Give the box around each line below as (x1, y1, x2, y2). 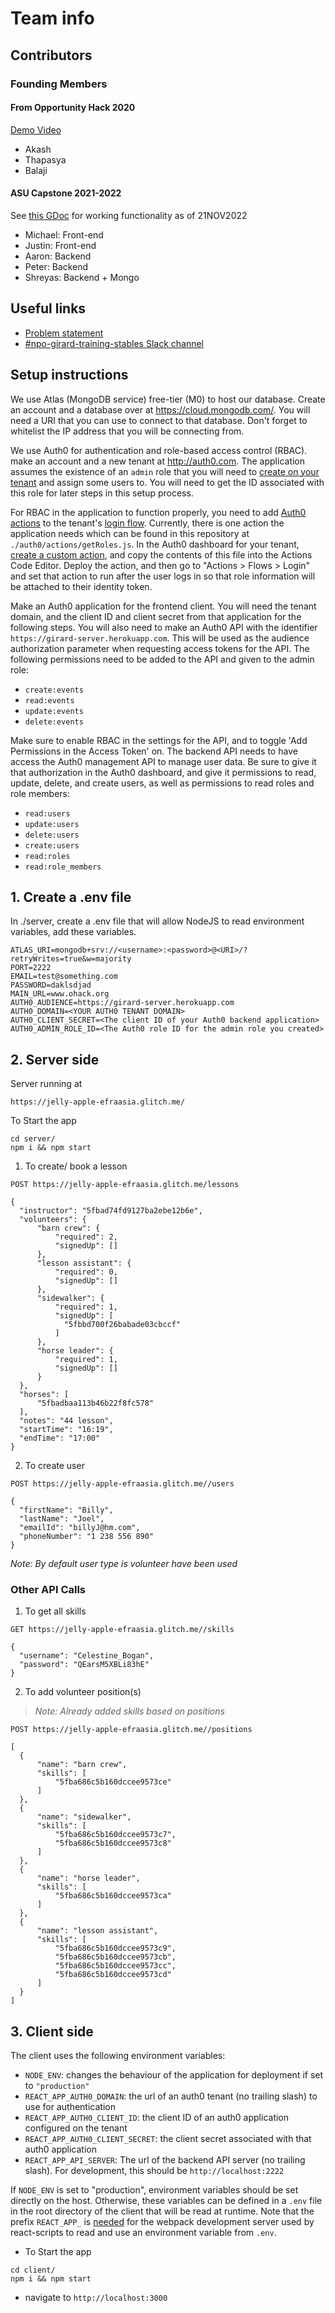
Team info (10, 7, 95, 30)
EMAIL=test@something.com (10, 972, 118, 982)
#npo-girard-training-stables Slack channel (24, 337, 204, 349)
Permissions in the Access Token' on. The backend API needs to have (10, 745, 298, 757)
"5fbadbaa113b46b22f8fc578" (36, 1398, 155, 1409)
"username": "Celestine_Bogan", (19, 1651, 155, 1661)
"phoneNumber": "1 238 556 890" (19, 1532, 155, 1542)
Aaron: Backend (24, 250, 92, 262)
